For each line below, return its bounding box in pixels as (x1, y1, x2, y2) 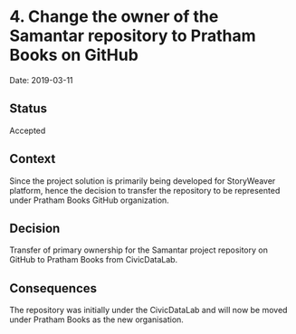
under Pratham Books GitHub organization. (9, 195, 169, 205)
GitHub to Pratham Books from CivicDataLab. (9, 254, 178, 265)
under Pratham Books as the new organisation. (9, 314, 184, 325)
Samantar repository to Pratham (9, 25, 256, 46)
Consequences (9, 281, 98, 296)
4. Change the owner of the (9, 6, 219, 27)
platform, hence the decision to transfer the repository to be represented (9, 185, 281, 196)
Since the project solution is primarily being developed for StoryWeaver (9, 175, 276, 186)
